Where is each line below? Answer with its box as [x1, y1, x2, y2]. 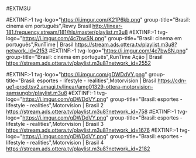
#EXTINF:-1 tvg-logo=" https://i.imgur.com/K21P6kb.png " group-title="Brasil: [6, 16, 190, 23]
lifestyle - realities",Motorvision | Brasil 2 [6, 102, 104, 108]
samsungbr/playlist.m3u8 [6, 90, 67, 96]
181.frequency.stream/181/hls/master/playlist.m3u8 [6, 29, 128, 36]
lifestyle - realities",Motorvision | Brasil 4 [6, 139, 104, 146]
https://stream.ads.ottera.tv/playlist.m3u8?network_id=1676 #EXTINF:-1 [6, 127, 178, 134]
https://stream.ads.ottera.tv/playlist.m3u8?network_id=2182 [6, 145, 150, 152]
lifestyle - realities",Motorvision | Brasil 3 [6, 121, 104, 127]
